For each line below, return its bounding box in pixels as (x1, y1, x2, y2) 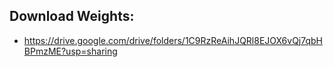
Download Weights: (9, 8, 135, 25)
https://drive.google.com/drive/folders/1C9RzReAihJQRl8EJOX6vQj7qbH (23, 34, 324, 46)
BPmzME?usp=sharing (23, 45, 118, 57)
